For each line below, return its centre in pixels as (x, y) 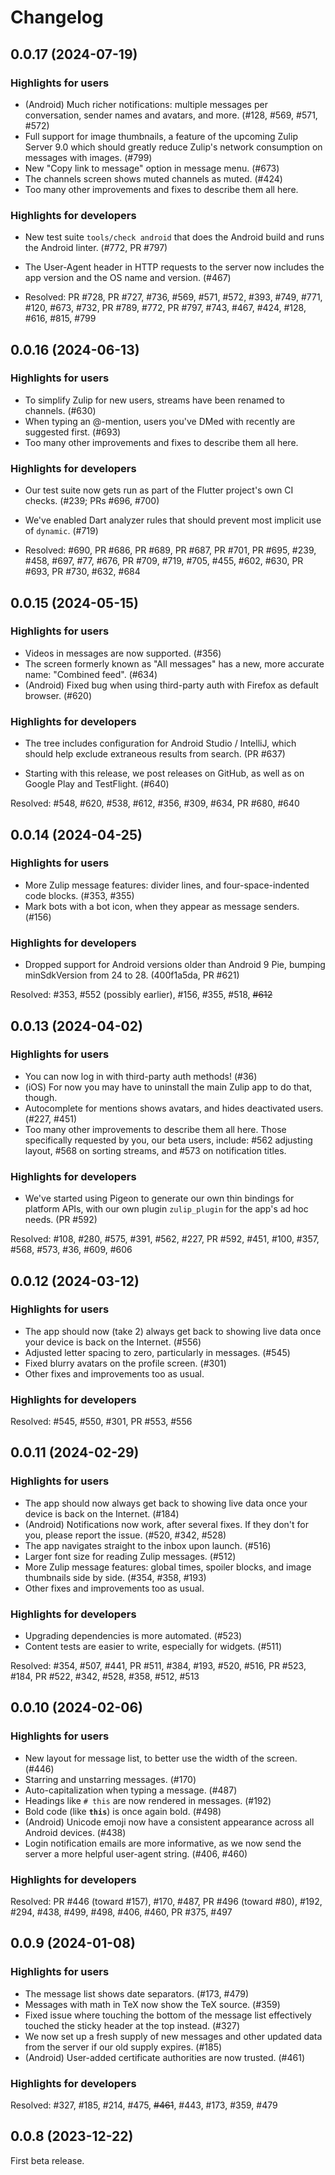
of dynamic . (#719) (61, 531)
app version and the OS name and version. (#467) (128, 278)
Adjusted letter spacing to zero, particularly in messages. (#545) (157, 1352)
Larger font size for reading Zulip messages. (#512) (130, 1556)
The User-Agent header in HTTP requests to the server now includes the (174, 267)
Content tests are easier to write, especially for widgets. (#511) (153, 1647)
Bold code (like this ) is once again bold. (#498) (123, 1811)
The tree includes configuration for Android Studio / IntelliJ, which (160, 743)
